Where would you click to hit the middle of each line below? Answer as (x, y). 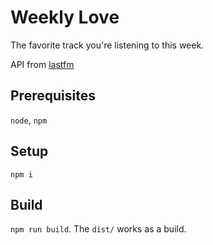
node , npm (29, 120)
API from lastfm (42, 64)
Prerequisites (53, 96)
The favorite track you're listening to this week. (107, 45)
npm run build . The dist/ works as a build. (98, 229)
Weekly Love (65, 17)
